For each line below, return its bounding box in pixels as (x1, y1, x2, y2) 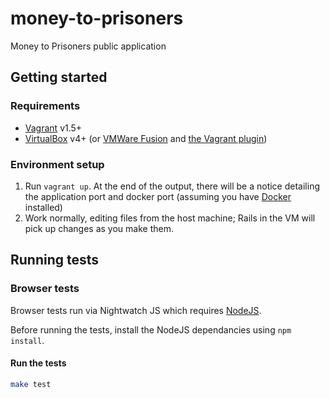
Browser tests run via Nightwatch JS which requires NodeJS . (10, 304, 262, 316)
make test (10, 379, 52, 389)
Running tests (10, 252, 100, 269)
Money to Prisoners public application (10, 40, 167, 52)
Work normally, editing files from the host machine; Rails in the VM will (24, 212, 316, 224)
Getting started (10, 69, 108, 86)
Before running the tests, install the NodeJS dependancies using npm (10, 323, 292, 336)
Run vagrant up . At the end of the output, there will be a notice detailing (24, 180, 320, 192)
